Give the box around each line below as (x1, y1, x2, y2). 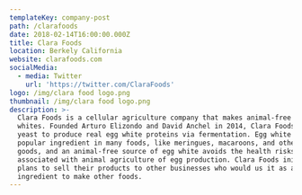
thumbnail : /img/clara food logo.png (9, 96, 151, 106)
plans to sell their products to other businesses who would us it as (17, 164, 288, 173)
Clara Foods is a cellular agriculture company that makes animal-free (17, 113, 292, 122)
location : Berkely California (9, 47, 123, 56)
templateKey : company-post (9, 13, 111, 22)
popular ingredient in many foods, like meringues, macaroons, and (17, 138, 276, 147)
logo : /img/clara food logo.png (9, 88, 130, 97)
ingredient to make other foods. (17, 172, 143, 181)
